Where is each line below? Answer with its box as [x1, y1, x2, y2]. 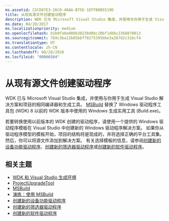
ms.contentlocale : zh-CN [5, 45, 58, 50]
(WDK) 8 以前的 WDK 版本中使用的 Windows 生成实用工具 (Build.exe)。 [15, 108, 163, 114]
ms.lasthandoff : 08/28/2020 [5, 49, 65, 54]
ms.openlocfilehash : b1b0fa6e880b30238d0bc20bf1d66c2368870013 [5, 31, 141, 36]
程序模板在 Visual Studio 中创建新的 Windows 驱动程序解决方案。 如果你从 [9, 125, 164, 131]
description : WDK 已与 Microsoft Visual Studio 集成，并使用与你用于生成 [5, 17, 153, 22]
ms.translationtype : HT [5, 40, 55, 45]
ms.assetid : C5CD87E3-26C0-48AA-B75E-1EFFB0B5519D [5, 7, 114, 13]
